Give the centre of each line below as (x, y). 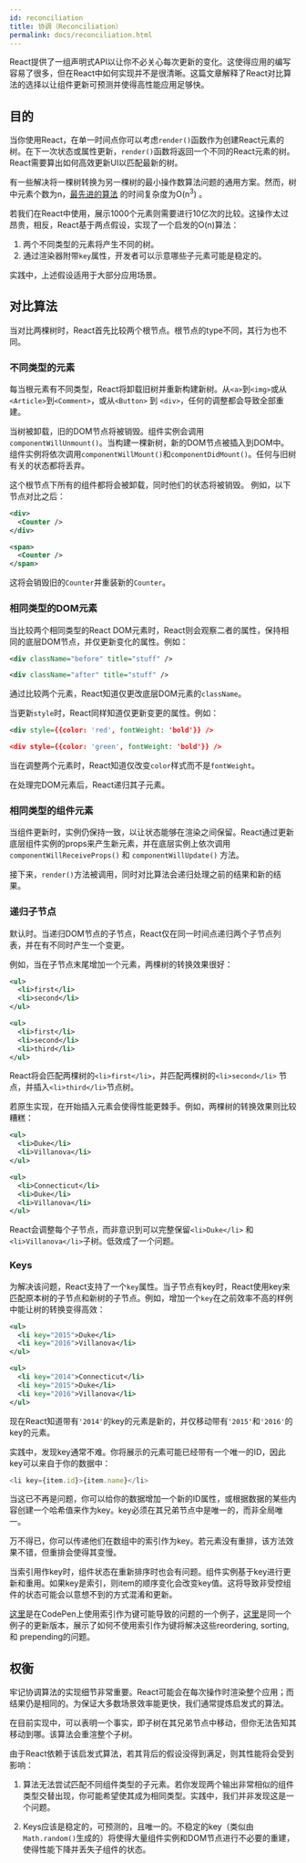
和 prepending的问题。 (52, 1637)
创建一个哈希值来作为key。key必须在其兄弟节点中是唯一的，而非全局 (146, 1510)
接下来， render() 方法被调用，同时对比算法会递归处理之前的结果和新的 (142, 874)
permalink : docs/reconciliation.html (81, 35)
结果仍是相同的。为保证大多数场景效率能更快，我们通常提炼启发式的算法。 (149, 1703)
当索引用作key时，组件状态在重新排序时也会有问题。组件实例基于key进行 (147, 1572)
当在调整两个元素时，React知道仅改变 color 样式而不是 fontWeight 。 (134, 765)
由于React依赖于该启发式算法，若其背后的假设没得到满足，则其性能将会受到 (152, 1754)
